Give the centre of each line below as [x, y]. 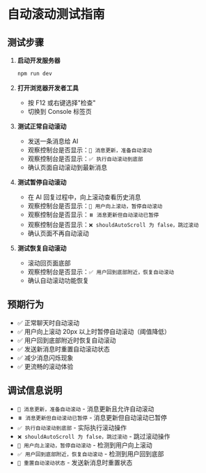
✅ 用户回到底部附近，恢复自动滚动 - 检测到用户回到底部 [90, 453]
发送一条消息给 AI [53, 141]
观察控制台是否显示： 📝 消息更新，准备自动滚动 [90, 150]
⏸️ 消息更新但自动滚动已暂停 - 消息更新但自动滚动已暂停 [92, 417]
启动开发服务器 [39, 60]
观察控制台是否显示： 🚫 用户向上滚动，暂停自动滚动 [95, 205]
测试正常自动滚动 [42, 126]
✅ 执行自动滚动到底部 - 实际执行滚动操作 [72, 428]
